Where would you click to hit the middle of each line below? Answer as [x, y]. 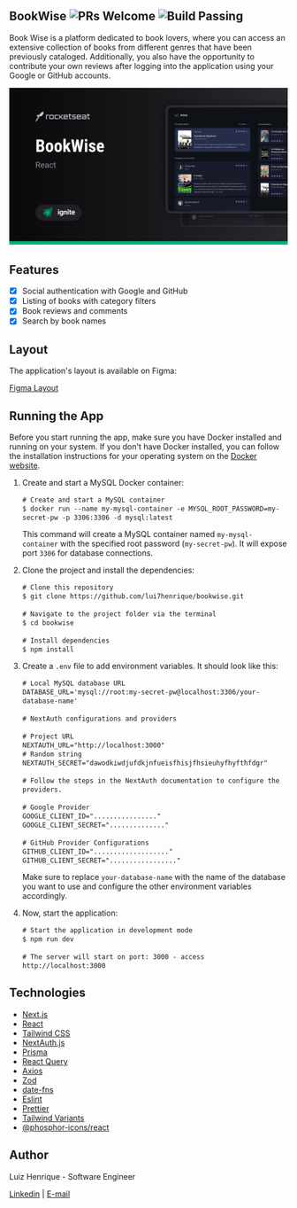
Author [29, 1155]
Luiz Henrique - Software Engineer [72, 1176]
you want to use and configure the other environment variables [137, 886]
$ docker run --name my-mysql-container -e [103, 509]
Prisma [35, 1052]
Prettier [35, 1108]
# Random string [52, 754]
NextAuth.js [43, 1042]
